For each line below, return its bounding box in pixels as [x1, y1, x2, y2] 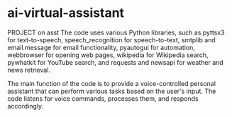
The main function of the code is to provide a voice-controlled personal [7, 79, 216, 87]
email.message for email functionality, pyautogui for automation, [7, 43, 195, 51]
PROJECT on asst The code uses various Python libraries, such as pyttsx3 [7, 28, 225, 37]
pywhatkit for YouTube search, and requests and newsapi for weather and [7, 58, 223, 66]
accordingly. [7, 101, 44, 110]
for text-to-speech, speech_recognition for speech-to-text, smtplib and [7, 35, 216, 44]
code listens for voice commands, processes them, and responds [7, 94, 199, 103]
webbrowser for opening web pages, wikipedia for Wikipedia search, [7, 51, 209, 59]
